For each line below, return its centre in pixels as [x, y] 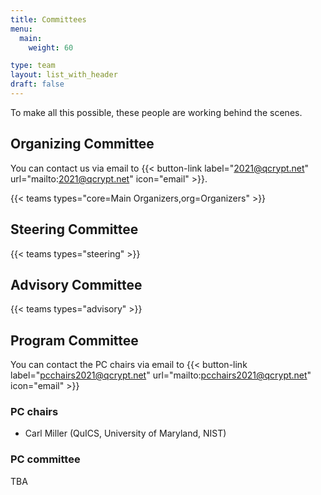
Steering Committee [74, 229]
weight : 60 [51, 47]
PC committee [45, 459]
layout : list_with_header [64, 75]
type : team [33, 66]
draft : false [37, 84]
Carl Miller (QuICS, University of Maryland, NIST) [125, 433]
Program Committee [74, 340]
